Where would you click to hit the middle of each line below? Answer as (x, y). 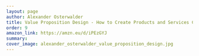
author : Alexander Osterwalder (45, 17)
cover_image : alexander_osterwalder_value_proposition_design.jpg (90, 44)
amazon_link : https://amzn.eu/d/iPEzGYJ (57, 33)
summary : (17, 38)
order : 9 (17, 28)
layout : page (22, 11)
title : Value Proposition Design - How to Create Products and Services (98, 22)
